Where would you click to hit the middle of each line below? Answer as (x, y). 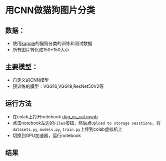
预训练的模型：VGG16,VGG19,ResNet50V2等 (58, 86)
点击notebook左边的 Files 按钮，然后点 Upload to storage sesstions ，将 (86, 123)
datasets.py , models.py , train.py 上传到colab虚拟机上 (67, 129)
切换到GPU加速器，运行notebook (46, 135)
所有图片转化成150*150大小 (41, 50)
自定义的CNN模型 (30, 80)
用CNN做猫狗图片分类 (50, 10)
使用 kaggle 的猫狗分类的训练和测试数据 (52, 43)
